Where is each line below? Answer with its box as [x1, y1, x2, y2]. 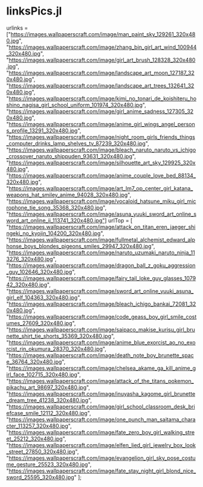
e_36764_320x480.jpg [6, 358, 62, 365]
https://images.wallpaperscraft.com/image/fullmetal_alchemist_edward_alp [8, 236, 195, 243]
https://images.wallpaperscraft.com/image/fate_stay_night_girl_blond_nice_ [8, 467, 196, 474]
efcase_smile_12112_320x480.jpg [6, 409, 88, 416]
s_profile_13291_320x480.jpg [6, 127, 78, 134]
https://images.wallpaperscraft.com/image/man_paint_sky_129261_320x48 [10, 30, 196, 37]
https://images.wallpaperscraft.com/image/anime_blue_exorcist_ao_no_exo [8, 338, 196, 346]
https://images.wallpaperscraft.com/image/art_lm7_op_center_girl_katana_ [8, 184, 193, 192]
